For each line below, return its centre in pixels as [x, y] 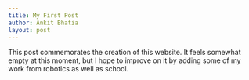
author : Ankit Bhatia [43, 23]
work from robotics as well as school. [69, 69]
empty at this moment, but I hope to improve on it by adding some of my [125, 60]
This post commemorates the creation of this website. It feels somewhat [125, 53]
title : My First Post [43, 15]
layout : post [29, 30]
